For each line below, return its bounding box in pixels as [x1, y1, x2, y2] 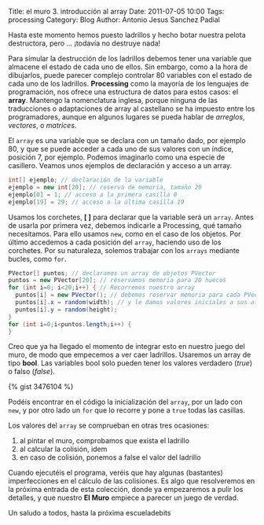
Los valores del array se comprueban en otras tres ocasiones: [8, 420, 210, 431]
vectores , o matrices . [8, 121, 77, 130]
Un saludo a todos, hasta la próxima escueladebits [8, 508, 171, 518]
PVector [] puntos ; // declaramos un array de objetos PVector [8, 269, 216, 277]
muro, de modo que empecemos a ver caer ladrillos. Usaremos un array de [8, 350, 251, 360]
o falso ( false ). [8, 367, 55, 376]
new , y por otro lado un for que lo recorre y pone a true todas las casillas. [8, 406, 246, 415]
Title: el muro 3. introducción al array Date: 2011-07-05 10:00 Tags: [8, 7, 225, 16]
